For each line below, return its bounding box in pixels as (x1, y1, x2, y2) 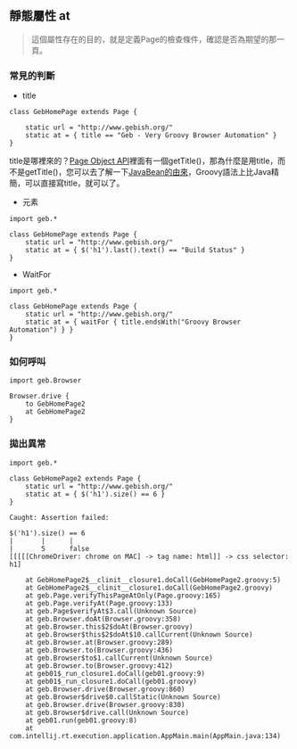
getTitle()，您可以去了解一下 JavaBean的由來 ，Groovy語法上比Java (24, 167, 272, 177)
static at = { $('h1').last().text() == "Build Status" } (25, 246, 245, 255)
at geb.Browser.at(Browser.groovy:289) (25, 638, 174, 646)
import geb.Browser (9, 376, 82, 385)
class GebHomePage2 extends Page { (9, 473, 142, 483)
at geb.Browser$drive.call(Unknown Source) (25, 708, 190, 717)
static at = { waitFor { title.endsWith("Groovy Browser (25, 317, 242, 327)
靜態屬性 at (9, 8, 70, 24)
